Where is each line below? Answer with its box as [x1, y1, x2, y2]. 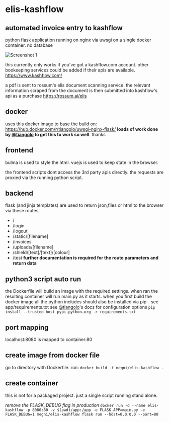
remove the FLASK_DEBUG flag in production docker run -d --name [5, 402, 146, 408]
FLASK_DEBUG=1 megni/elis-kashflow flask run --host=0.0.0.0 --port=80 [5, 411, 158, 417]
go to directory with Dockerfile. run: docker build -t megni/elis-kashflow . [5, 364, 163, 370]
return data [12, 260, 37, 266]
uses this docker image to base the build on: [5, 121, 97, 127]
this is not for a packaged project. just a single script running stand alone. [5, 392, 157, 398]
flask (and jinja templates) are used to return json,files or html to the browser [5, 202, 164, 208]
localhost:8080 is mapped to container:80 [5, 336, 93, 343]
